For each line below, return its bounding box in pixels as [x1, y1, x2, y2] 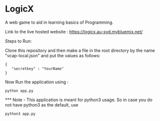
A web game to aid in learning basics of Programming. [5, 19, 114, 25]
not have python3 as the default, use [5, 102, 79, 107]
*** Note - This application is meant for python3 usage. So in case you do [5, 97, 153, 103]
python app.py [5, 88, 34, 93]
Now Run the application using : [5, 79, 69, 85]
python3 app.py [5, 111, 36, 116]
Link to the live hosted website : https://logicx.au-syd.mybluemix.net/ [5, 29, 143, 34]
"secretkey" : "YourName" [11, 66, 64, 71]
